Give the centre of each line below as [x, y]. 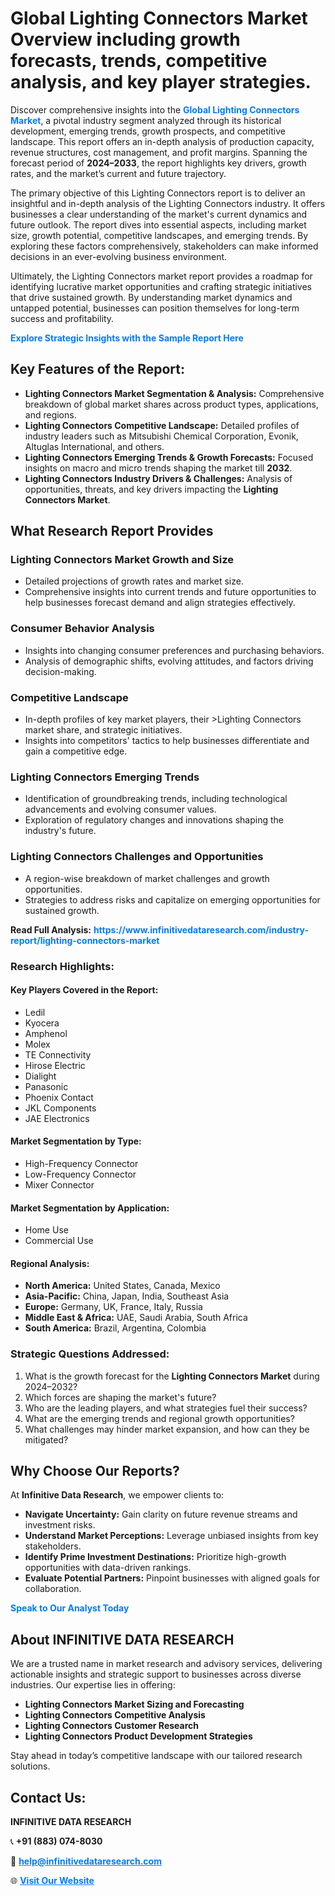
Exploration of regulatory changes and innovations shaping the [154, 820]
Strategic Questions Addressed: [90, 1354]
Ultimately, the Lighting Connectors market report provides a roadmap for [161, 276]
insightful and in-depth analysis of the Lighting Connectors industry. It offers [168, 203]
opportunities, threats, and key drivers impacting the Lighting [151, 489]
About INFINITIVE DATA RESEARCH [122, 1639]
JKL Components [60, 1108]
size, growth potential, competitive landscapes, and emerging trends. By [159, 235]
